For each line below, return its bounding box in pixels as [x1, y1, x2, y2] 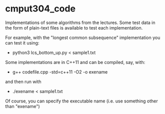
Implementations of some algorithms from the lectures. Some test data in [5, 19, 155, 25]
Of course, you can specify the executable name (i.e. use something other [5, 98, 158, 104]
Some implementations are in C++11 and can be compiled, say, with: [5, 59, 145, 65]
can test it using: [5, 39, 39, 45]
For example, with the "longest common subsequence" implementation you [5, 34, 160, 40]
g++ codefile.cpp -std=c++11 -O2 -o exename [12, 68, 108, 75]
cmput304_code [5, 3, 76, 14]
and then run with [5, 78, 41, 84]
